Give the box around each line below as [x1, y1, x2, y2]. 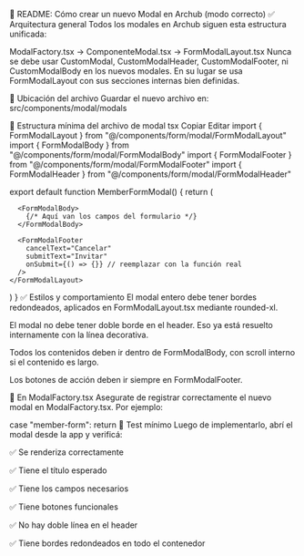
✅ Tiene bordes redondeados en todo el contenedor [9, 538, 206, 549]
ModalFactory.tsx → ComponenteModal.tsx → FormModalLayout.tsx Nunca [9, 46, 292, 57]
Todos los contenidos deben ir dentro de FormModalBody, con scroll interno [9, 347, 296, 357]
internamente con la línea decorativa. [9, 329, 148, 340]
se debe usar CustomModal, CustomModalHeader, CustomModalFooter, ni [9, 56, 289, 67]
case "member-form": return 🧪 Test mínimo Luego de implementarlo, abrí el [9, 419, 293, 430]
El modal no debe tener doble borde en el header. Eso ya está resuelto [9, 320, 273, 330]
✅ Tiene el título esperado [9, 465, 107, 476]
